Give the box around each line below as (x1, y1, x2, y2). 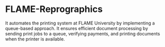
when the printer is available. (5, 36, 65, 42)
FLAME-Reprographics (5, 3, 103, 15)
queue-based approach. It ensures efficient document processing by (5, 25, 148, 31)
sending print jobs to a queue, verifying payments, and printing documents (5, 30, 160, 36)
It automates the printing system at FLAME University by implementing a (5, 20, 155, 26)
